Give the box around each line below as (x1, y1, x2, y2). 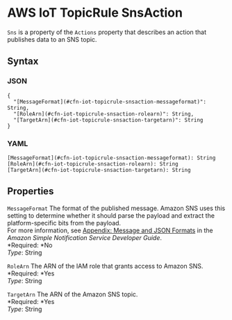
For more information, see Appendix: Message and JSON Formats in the (7, 226, 213, 234)
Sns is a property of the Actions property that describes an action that (7, 28, 207, 36)
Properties (7, 186, 54, 198)
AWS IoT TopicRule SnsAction (7, 5, 183, 21)
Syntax (7, 56, 39, 67)
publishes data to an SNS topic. (7, 35, 97, 43)
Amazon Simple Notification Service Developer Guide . (7, 233, 162, 241)
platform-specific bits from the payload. (7, 218, 122, 227)
